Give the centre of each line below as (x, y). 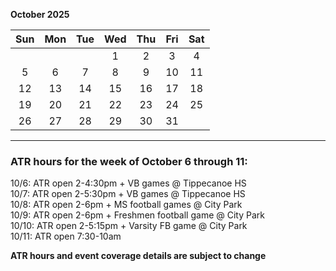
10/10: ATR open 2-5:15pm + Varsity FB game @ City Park (129, 226)
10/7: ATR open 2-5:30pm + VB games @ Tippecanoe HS (128, 194)
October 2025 (40, 14)
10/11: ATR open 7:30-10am (66, 236)
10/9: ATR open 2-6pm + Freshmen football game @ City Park (137, 215)
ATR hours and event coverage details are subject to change (138, 256)
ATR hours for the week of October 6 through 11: (129, 161)
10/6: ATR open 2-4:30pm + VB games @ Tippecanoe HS (128, 183)
